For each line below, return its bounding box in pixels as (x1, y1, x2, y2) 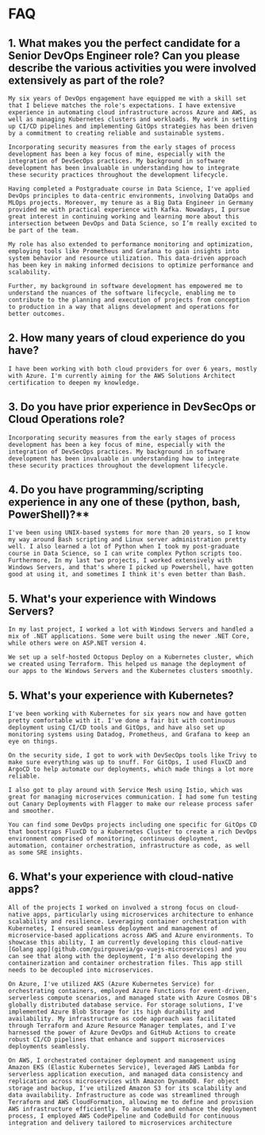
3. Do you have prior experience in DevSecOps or (8, 400, 256, 414)
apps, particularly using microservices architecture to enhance (33, 910, 254, 918)
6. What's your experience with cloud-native (8, 870, 234, 883)
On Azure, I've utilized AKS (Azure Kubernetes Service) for (8, 979, 215, 988)
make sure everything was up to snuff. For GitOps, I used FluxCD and (8, 759, 247, 767)
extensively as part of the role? (8, 73, 165, 87)
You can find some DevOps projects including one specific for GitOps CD (8, 821, 258, 829)
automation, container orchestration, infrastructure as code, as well (8, 842, 250, 850)
